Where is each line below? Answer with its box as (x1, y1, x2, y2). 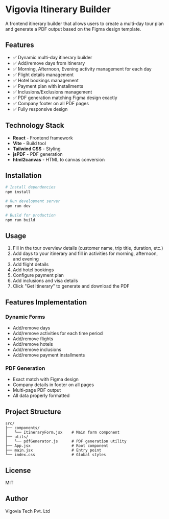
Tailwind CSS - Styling (12, 146, 61, 152)
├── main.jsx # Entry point (5, 448, 102, 453)
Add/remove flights (12, 336, 54, 342)
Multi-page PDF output (12, 387, 61, 393)
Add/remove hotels (12, 341, 53, 347)
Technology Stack (5, 121, 64, 130)
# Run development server (5, 199, 60, 204)
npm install (5, 190, 31, 195)
